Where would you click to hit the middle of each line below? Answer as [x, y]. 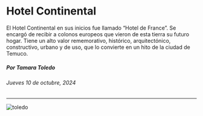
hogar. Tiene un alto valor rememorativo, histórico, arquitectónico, [89, 40]
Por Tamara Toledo [31, 67]
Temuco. [17, 53]
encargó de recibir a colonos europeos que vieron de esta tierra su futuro [98, 34]
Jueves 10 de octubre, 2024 [41, 82]
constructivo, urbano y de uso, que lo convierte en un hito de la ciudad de [98, 47]
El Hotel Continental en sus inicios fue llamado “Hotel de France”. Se [91, 28]
